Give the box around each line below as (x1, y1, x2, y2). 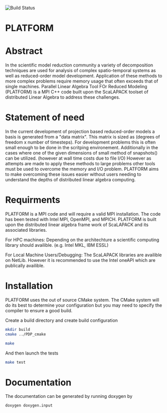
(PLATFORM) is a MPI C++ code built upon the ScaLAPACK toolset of (5, 89, 148, 95)
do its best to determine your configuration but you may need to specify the (5, 302, 162, 308)
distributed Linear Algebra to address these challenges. (5, 94, 120, 100)
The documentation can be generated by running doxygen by (5, 393, 133, 399)
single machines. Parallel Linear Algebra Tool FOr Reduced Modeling (5, 84, 147, 90)
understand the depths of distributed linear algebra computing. (5, 177, 136, 183)
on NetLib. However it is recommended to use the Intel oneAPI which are (5, 257, 156, 263)
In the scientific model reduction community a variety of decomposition (5, 62, 153, 68)
